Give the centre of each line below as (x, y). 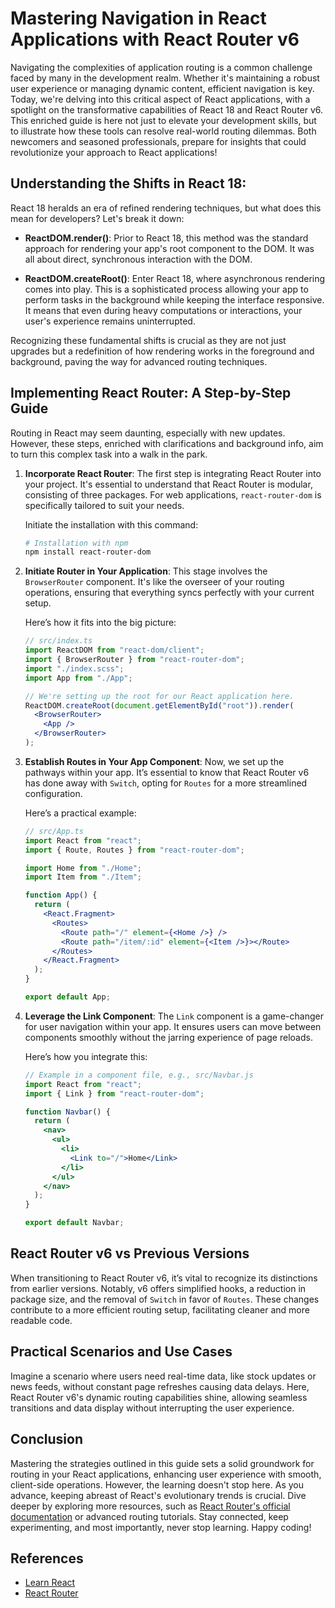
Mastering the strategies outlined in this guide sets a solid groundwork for (162, 1463)
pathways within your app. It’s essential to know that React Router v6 (167, 772)
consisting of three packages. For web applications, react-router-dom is (173, 494)
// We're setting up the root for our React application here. (159, 696)
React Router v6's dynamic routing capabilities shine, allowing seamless (159, 1397)
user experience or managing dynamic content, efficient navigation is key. (162, 88)
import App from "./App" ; (78, 678)
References (47, 1558)
